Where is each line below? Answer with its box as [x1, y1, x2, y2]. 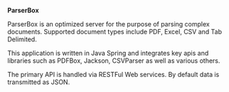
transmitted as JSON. [7, 78, 70, 86]
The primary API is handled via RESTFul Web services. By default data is [7, 71, 220, 78]
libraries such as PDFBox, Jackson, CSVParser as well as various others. [7, 56, 220, 65]
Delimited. [7, 35, 37, 44]
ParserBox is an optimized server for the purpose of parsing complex [7, 20, 210, 28]
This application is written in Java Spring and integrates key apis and [7, 49, 209, 57]
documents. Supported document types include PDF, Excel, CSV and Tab [7, 28, 223, 36]
